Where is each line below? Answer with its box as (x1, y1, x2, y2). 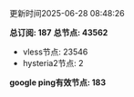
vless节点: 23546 (22, 46, 88, 57)
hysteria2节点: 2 (22, 58, 84, 68)
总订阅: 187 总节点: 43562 (9, 27, 108, 38)
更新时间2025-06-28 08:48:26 (9, 8, 125, 18)
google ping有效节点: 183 (9, 77, 107, 88)
